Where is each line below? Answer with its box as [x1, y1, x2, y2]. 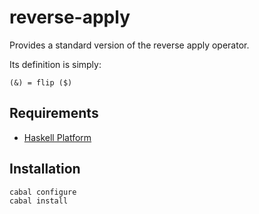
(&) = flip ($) [9, 77, 73, 88]
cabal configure [9, 187, 77, 197]
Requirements [9, 105, 99, 122]
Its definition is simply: [9, 58, 102, 70]
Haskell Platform [23, 131, 92, 143]
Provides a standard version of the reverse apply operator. [9, 39, 250, 51]
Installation [9, 161, 81, 178]
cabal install [9, 196, 69, 206]
